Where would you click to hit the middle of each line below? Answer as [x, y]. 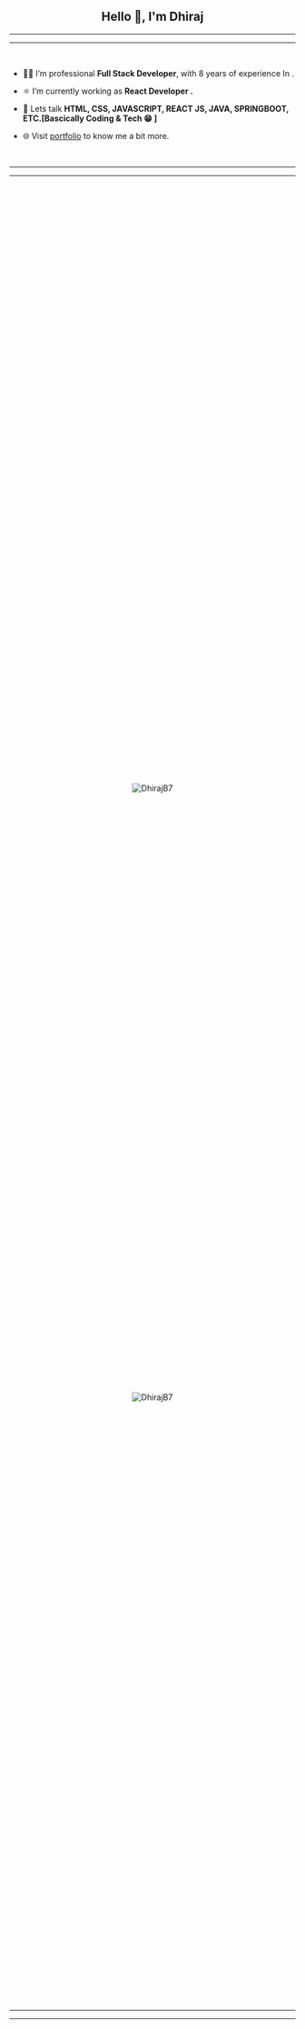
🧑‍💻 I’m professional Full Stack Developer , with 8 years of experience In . [158, 73]
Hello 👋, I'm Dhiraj [152, 17]
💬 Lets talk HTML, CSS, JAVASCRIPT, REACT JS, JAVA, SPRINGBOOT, [156, 108]
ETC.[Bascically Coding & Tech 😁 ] [89, 118]
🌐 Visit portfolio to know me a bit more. [96, 135]
